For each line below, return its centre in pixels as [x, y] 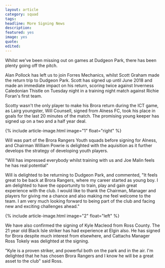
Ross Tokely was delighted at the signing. [47, 241]
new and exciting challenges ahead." [42, 206]
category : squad [22, 14]
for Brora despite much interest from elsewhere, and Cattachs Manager [78, 236]
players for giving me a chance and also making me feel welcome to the [78, 196]
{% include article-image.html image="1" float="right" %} [63, 130]
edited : [13, 46]
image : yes [16, 37]
